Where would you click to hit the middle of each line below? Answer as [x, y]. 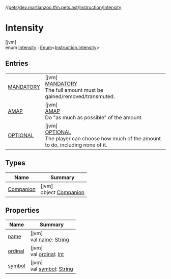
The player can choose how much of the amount [103, 138]
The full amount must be [74, 90]
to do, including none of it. [76, 145]
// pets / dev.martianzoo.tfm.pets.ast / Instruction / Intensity [63, 7]
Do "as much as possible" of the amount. [94, 117]
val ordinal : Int [47, 255]
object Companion [63, 192]
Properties [22, 210]
